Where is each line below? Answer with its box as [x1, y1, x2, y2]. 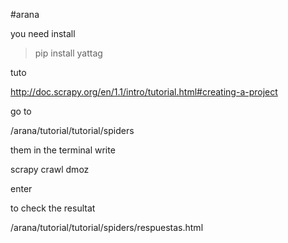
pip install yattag [34, 47, 103, 59]
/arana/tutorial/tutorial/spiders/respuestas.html [10, 222, 204, 233]
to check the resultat [10, 202, 96, 214]
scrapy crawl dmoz [10, 164, 90, 175]
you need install [10, 28, 76, 39]
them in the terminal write [10, 144, 116, 156]
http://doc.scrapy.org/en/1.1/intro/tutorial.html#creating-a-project [10, 86, 278, 98]
